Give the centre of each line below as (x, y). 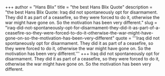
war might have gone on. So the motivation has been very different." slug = (81, 22)
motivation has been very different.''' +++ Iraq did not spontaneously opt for (82, 54)
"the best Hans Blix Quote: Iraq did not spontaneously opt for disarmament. (82, 12)
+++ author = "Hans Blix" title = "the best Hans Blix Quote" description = (79, 7)
